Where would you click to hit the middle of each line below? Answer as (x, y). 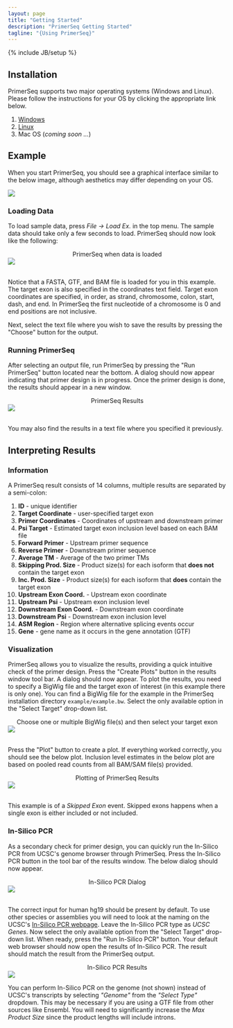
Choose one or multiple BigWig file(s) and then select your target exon (117, 722)
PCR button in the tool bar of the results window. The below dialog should (113, 861)
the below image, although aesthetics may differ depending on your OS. (111, 180)
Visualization (31, 649)
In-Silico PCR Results (117, 967)
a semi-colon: (27, 492)
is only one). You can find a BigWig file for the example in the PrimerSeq (111, 694)
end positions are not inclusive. (52, 311)
